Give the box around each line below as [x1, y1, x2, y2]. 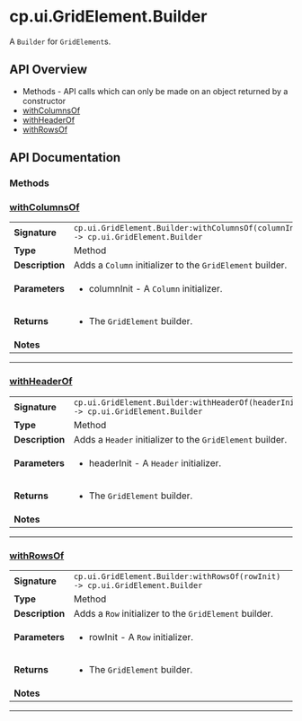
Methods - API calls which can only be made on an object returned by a [22, 85, 289, 96]
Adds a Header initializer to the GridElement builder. [73, 433, 288, 445]
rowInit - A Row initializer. [88, 630, 194, 643]
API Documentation [9, 150, 121, 165]
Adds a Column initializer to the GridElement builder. [73, 259, 288, 271]
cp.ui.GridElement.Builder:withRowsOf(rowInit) [73, 571, 281, 581]
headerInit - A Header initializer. [88, 456, 222, 469]
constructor [22, 95, 67, 106]
